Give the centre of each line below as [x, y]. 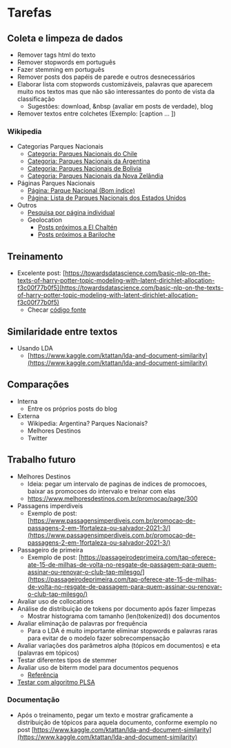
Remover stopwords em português [66, 62]
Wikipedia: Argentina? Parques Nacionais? [88, 423]
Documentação [33, 700]
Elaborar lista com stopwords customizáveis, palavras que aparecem [115, 84]
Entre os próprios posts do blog [72, 409]
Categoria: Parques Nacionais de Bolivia [84, 169]
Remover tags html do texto [56, 55]
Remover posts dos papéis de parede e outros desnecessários [106, 77]
